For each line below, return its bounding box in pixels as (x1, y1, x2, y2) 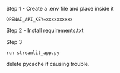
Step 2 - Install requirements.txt (6, 27, 84, 34)
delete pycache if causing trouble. (6, 61, 90, 67)
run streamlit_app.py (6, 50, 60, 56)
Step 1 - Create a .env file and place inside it (6, 5, 114, 12)
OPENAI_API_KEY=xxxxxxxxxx (6, 17, 73, 23)
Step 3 (6, 39, 23, 45)
